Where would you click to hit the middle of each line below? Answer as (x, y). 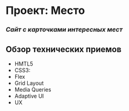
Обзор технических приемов (64, 49)
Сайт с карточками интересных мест (64, 30)
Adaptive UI (29, 96)
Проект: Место (45, 11)
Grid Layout (29, 83)
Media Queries (33, 89)
